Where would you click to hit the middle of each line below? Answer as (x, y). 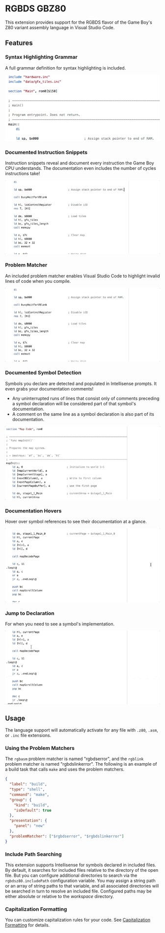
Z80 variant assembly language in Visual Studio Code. (60, 27)
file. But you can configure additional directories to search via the (71, 875)
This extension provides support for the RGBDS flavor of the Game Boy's (79, 22)
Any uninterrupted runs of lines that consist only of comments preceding (86, 398)
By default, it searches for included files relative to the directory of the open (82, 870)
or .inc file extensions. (28, 736)
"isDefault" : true (33, 810)
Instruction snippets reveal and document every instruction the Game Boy (80, 163)
